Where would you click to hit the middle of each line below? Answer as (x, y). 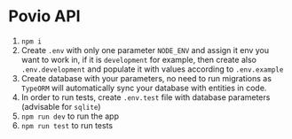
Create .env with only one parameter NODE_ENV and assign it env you (145, 50)
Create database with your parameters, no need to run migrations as (146, 78)
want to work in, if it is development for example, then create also (138, 59)
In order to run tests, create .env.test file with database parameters (146, 97)
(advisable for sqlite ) (61, 106)
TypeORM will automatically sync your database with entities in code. (144, 88)
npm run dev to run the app (70, 116)
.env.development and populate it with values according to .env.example (152, 69)
